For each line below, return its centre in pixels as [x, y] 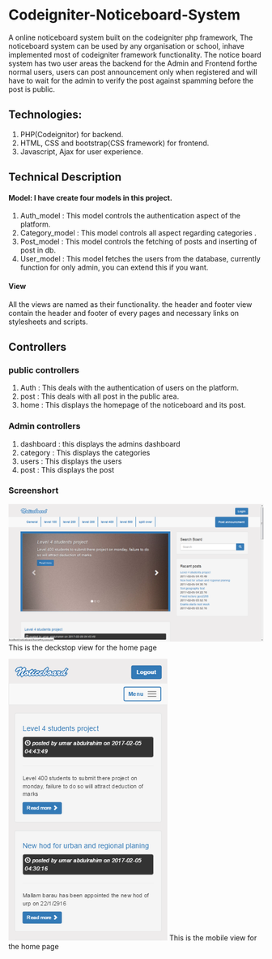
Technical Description [65, 177]
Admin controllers [45, 426]
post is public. [32, 89]
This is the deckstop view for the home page [83, 648]
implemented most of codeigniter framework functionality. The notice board [135, 54]
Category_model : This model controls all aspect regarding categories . [138, 233]
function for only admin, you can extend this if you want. [114, 268]
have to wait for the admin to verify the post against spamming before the [131, 80]
